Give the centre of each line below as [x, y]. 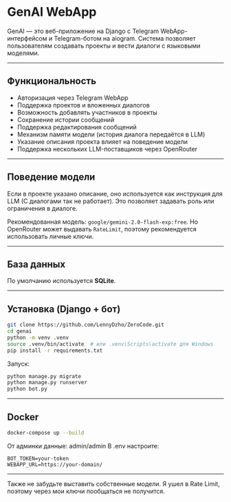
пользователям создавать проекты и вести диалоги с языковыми [104, 45]
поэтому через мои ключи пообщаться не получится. [86, 491]
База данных [36, 264]
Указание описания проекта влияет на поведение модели [102, 141]
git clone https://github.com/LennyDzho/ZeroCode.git [86, 325]
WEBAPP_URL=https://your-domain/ [55, 464]
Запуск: [18, 364]
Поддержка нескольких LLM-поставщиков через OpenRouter [107, 149]
